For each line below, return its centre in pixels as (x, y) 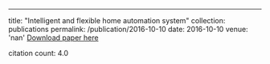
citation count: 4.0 (39, 53)
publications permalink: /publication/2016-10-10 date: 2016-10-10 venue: (128, 29)
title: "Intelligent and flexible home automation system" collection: (117, 20)
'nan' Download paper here (53, 38)
